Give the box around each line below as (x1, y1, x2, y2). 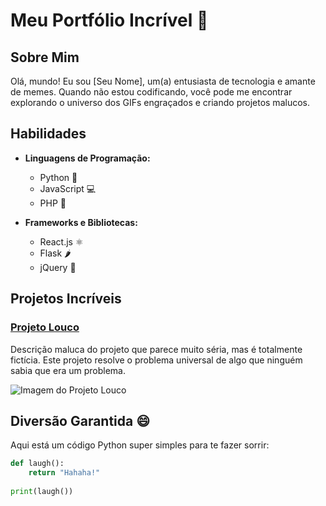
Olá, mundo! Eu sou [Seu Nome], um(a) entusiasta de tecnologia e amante (10, 75, 316, 87)
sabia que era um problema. (10, 364, 126, 376)
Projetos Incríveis (10, 290, 122, 308)
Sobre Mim (10, 49, 80, 66)
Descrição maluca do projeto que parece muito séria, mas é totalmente (10, 343, 303, 355)
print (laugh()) (10, 486, 74, 496)
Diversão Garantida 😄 (10, 412, 151, 429)
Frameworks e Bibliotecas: (24, 216, 138, 228)
